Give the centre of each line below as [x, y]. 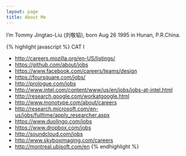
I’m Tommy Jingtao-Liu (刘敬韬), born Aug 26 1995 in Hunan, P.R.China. [93, 35]
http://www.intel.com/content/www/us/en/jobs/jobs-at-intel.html [94, 90]
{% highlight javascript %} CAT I [45, 47]
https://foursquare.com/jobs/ [50, 77]
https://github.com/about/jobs [52, 64]
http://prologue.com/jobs [45, 83]
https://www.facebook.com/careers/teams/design [76, 71]
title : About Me [26, 17]
